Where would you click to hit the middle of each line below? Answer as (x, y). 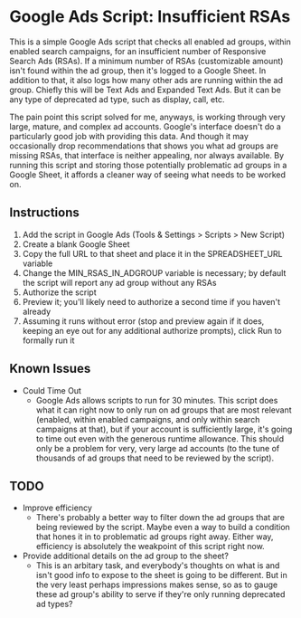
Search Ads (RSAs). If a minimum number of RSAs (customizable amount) (146, 61)
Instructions (44, 213)
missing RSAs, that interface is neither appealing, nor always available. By (147, 155)
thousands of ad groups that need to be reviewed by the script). (155, 458)
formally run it (48, 340)
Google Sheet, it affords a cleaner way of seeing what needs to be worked (148, 175)
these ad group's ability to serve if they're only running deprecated (160, 594)
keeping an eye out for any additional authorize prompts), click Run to (152, 330)
